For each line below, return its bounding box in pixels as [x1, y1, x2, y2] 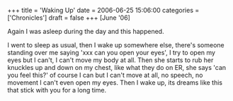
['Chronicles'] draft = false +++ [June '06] [7, 13, 131, 22]
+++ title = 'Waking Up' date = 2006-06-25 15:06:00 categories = [7, 6, 200, 14]
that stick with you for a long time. [7, 86, 107, 94]
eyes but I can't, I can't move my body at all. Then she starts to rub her [7, 56, 214, 64]
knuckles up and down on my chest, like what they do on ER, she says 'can [7, 64, 227, 71]
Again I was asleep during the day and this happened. [7, 28, 164, 35]
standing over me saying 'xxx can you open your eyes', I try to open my [7, 49, 216, 57]
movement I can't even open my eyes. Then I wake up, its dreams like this [7, 78, 223, 87]
